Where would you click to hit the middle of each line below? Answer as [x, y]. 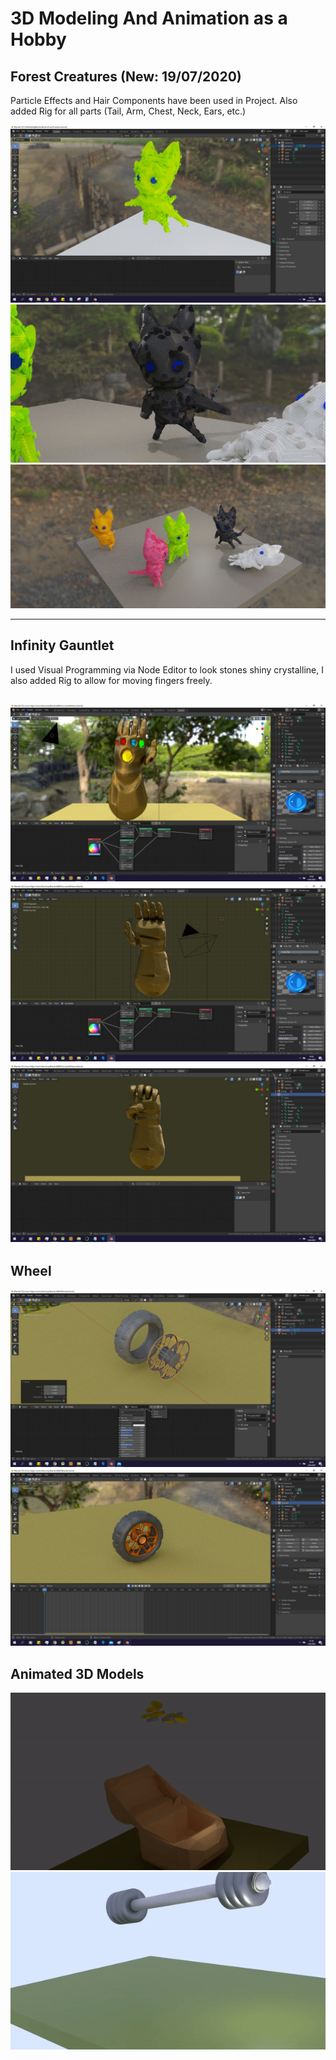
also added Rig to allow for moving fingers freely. [111, 680]
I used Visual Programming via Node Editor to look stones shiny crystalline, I [167, 669]
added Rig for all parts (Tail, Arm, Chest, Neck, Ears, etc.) [128, 111]
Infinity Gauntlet [62, 645]
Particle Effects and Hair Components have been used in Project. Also [154, 100]
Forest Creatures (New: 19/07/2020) [126, 76]
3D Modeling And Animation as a [149, 18]
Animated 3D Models [77, 1673]
